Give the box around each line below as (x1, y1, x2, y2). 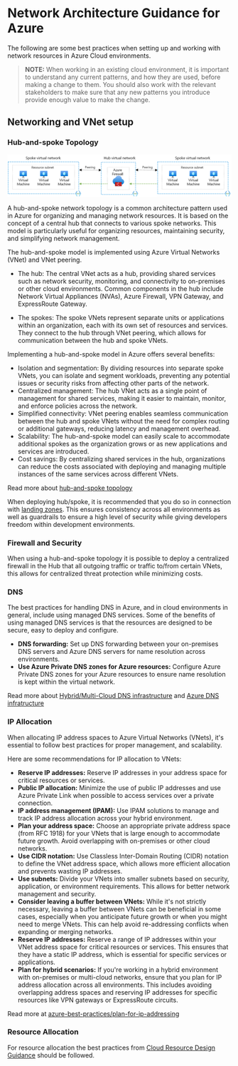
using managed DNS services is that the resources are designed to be (7, 618, 212, 627)
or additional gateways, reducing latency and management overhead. (17, 424, 221, 433)
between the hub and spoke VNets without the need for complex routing (17, 416, 229, 425)
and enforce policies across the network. (17, 401, 138, 410)
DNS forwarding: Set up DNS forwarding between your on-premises (17, 640, 219, 648)
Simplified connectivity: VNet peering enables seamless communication (17, 409, 229, 418)
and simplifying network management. (7, 234, 120, 242)
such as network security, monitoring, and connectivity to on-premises (17, 277, 226, 285)
